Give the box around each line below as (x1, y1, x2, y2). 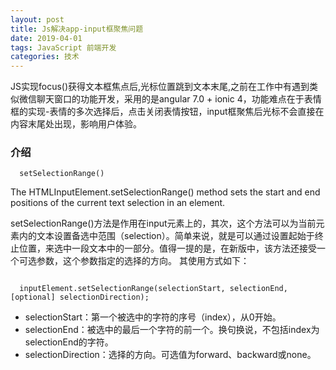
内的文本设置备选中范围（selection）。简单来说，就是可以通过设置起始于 (18, 230, 315, 242)
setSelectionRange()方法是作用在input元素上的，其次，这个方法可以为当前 (10, 217, 317, 230)
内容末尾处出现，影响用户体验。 (10, 118, 142, 130)
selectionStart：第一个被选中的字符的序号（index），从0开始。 (24, 311, 282, 323)
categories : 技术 (10, 52, 80, 62)
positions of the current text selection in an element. (10, 197, 226, 209)
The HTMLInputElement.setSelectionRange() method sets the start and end (10, 186, 321, 198)
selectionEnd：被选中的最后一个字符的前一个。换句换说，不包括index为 (24, 324, 320, 336)
